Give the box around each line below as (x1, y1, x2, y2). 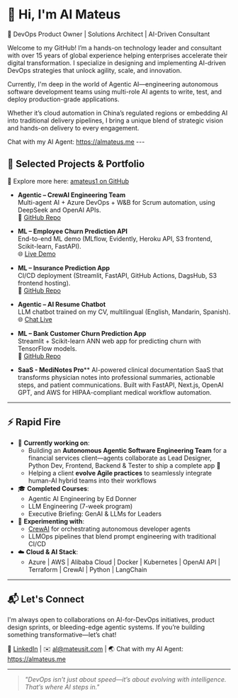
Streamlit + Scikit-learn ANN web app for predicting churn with (17, 337, 202, 345)
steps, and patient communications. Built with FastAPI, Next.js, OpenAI (17, 381, 225, 389)
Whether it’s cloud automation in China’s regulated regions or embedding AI (7, 108, 228, 117)
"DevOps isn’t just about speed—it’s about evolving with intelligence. (24, 675, 227, 684)
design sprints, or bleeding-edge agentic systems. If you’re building (7, 623, 205, 631)
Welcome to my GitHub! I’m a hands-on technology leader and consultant (7, 43, 222, 52)
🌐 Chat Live (17, 315, 52, 323)
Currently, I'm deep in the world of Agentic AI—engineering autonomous (7, 79, 218, 88)
